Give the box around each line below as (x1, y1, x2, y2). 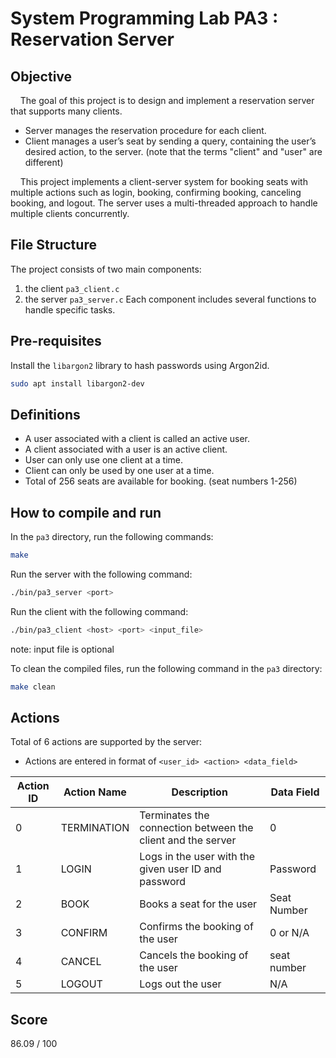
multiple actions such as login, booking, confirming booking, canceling (10, 187, 302, 198)
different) (24, 157, 64, 168)
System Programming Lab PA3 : (10, 7, 279, 30)
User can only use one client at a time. (24, 454, 183, 466)
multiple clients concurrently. (10, 208, 130, 219)
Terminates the (139, 808, 210, 822)
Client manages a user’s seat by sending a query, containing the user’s (24, 135, 317, 147)
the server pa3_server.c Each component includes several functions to (24, 293, 317, 305)
